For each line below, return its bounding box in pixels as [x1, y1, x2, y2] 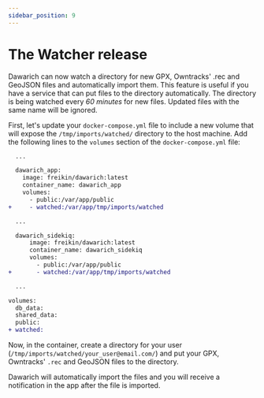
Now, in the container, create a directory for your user [8, 340, 183, 350]
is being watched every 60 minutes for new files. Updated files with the [8, 96, 240, 106]
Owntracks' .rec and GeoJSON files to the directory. [8, 357, 179, 366]
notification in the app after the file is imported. [8, 381, 161, 390]
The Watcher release [8, 45, 148, 63]
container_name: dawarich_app [22, 181, 122, 189]
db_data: [15, 304, 44, 312]
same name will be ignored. [8, 105, 98, 114]
